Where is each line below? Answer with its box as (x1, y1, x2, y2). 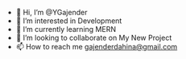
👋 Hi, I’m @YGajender (15, 8, 88, 17)
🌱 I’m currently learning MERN (15, 25, 117, 33)
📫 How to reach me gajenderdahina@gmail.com (15, 42, 178, 51)
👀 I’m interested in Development (15, 16, 122, 26)
